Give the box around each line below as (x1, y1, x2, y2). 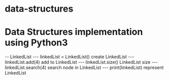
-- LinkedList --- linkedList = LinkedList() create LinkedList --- (5, 54, 134, 60)
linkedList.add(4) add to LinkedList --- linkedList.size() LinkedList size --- (5, 59, 158, 65)
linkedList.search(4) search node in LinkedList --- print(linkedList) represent (5, 64, 164, 71)
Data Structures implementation (5, 26, 143, 38)
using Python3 (5, 37, 68, 49)
